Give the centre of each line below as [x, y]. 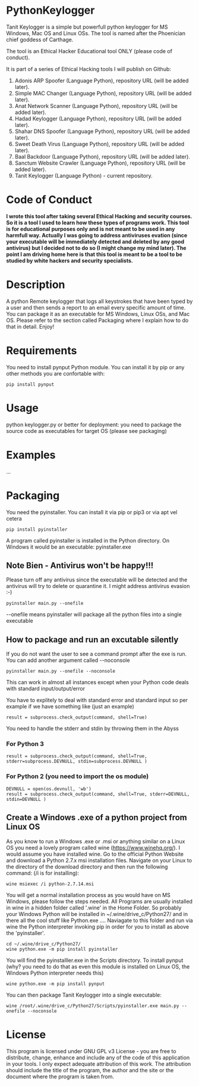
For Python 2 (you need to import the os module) [78, 776]
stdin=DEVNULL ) [26, 799]
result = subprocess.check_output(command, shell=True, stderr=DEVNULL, [98, 794]
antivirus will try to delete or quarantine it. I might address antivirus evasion [98, 586]
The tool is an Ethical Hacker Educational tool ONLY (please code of [89, 51]
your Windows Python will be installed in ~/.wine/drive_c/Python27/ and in [97, 914]
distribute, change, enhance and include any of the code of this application [98, 1057]
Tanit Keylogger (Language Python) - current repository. [83, 175]
